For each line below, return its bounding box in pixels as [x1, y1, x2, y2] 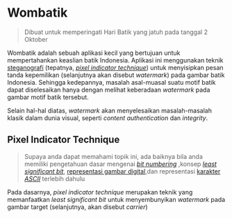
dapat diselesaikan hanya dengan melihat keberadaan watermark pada [7, 85, 210, 94]
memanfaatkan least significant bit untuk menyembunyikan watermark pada [7, 195, 226, 203]
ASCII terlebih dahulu [24, 174, 85, 183]
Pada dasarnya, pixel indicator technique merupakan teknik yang [7, 187, 193, 196]
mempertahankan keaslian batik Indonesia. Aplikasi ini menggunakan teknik [7, 56, 224, 64]
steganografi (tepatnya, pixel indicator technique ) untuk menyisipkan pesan [7, 63, 224, 72]
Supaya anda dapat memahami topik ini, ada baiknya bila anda [24, 152, 204, 160]
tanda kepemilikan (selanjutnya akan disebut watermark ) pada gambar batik [7, 71, 225, 79]
